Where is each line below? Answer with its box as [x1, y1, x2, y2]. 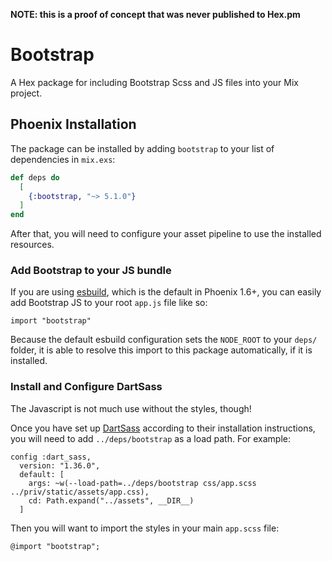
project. [10, 87, 43, 99]
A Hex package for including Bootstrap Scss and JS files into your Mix [10, 76, 299, 88]
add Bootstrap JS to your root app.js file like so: [10, 297, 208, 309]
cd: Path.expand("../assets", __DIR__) [28, 495, 195, 506]
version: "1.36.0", [19, 460, 101, 471]
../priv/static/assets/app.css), [10, 487, 150, 497]
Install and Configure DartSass [10, 380, 163, 394]
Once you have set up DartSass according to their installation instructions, [10, 422, 316, 434]
